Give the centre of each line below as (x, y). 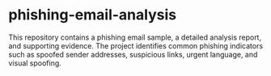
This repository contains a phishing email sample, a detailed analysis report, (135, 37)
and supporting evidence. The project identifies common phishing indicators (136, 45)
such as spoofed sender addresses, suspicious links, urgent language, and (133, 54)
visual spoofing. (35, 63)
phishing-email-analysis (92, 15)
